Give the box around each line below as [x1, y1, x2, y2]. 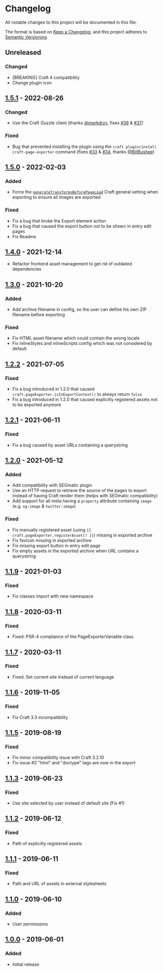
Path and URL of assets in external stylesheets [12, 881, 107, 887]
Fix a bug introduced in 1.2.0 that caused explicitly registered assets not [12, 397, 158, 403]
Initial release [12, 961, 39, 967]
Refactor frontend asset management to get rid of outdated [12, 261, 133, 267]
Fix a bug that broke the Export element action [12, 218, 107, 224]
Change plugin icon [12, 79, 52, 85]
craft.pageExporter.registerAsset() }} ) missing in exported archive [12, 532, 153, 538]
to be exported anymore [12, 402, 61, 408]
